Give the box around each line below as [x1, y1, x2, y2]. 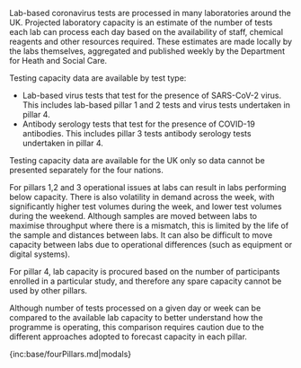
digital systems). [9, 249, 70, 259]
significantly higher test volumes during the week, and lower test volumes [9, 201, 282, 212]
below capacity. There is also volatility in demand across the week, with [9, 192, 275, 202]
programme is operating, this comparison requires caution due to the [9, 322, 265, 332]
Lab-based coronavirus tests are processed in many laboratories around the [9, 8, 292, 18]
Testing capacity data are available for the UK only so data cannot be [9, 155, 265, 165]
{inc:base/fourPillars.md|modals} [9, 349, 132, 359]
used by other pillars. [9, 285, 88, 295]
